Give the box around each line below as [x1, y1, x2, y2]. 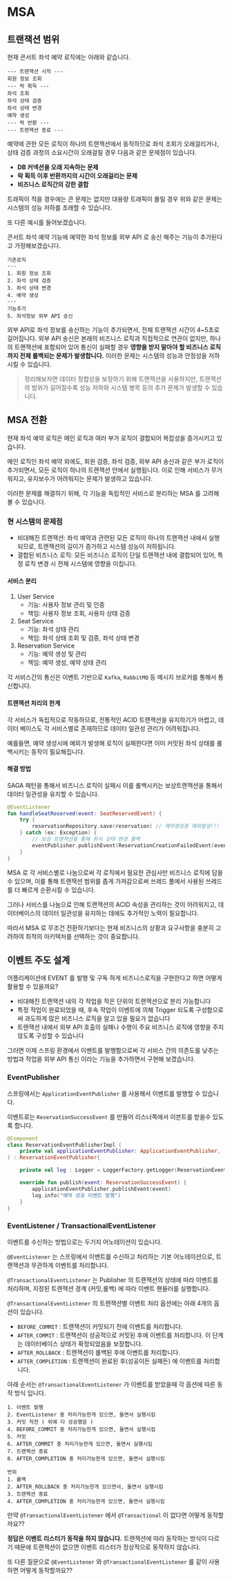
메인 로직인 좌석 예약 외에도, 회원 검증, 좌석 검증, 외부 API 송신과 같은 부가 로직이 [7, 457, 224, 465]
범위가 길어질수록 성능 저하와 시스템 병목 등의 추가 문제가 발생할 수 [31, 384, 211, 391]
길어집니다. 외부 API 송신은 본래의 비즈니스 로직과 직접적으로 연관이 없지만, [7, 334, 209, 342]
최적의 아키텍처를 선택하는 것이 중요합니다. [25, 932, 140, 940]
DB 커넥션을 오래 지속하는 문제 [17, 163, 99, 171]
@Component [7, 1135, 39, 1142]
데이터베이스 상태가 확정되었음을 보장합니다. [24, 1339, 144, 1348]
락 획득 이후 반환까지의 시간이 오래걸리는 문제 [17, 172, 138, 180]
